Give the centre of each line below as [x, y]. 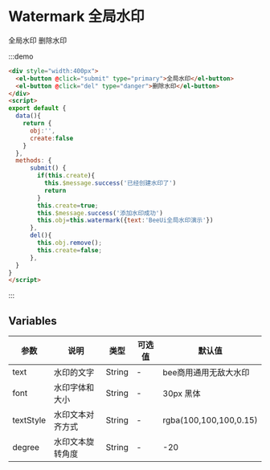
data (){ [29, 116]
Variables [33, 321]
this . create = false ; [70, 250]
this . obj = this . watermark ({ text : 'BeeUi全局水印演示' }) [125, 221]
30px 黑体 [182, 394]
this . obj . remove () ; [70, 243]
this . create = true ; [68, 206]
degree [26, 448]
